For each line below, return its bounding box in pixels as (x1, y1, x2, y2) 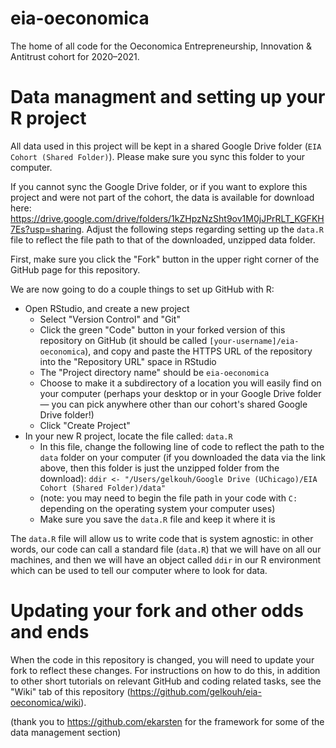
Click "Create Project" (39, 419, 131, 431)
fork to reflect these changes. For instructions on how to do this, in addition (10, 664, 321, 676)
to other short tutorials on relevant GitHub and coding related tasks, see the (10, 675, 322, 687)
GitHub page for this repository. (10, 263, 141, 276)
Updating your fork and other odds (10, 600, 304, 622)
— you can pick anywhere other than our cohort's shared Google (39, 398, 308, 410)
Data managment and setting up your (10, 86, 326, 109)
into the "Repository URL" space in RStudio (39, 355, 217, 367)
